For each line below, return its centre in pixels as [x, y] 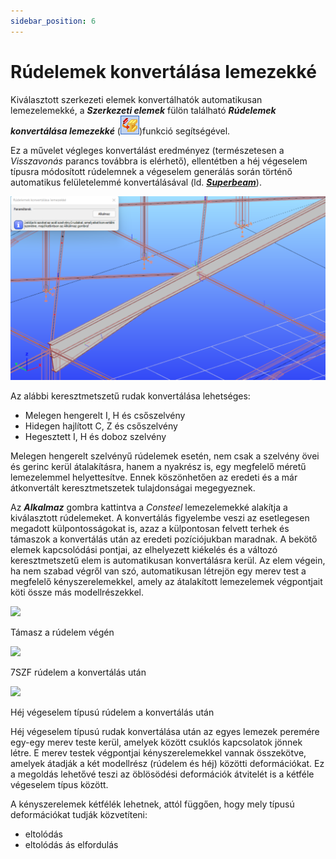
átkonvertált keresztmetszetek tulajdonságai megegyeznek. [133, 488]
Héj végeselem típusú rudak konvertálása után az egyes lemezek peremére [165, 732]
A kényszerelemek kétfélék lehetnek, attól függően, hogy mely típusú [152, 804]
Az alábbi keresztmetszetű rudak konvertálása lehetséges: [130, 396]
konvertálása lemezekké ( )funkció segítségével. [120, 131]
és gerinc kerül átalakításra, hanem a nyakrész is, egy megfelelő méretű [158, 467]
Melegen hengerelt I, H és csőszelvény [105, 416]
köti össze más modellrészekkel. [77, 592]
